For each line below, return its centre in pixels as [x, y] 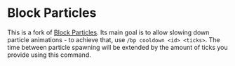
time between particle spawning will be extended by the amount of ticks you [117, 47]
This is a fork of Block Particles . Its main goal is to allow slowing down [108, 32]
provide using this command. [49, 55]
